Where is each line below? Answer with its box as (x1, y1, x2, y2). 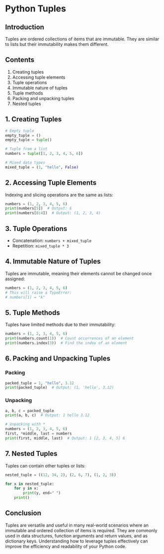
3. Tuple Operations (5, 224, 67, 233)
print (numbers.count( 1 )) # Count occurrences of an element (5, 336, 134, 341)
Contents (5, 56, 35, 64)
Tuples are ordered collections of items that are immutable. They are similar (5, 36, 160, 42)
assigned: (5, 276, 25, 282)
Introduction (5, 23, 45, 31)
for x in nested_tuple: (5, 481, 55, 486)
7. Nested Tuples (5, 449, 58, 458)
